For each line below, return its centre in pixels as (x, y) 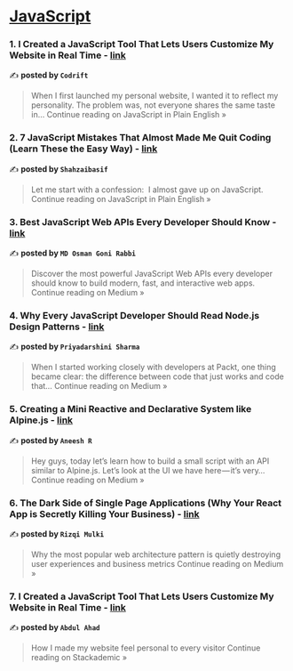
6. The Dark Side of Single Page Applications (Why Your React (146, 503)
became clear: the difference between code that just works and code (157, 376)
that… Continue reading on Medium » (99, 386)
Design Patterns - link (57, 327)
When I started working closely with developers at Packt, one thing (154, 368)
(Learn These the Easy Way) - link (83, 149)
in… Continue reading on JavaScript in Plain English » (128, 115)
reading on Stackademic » (79, 658)
